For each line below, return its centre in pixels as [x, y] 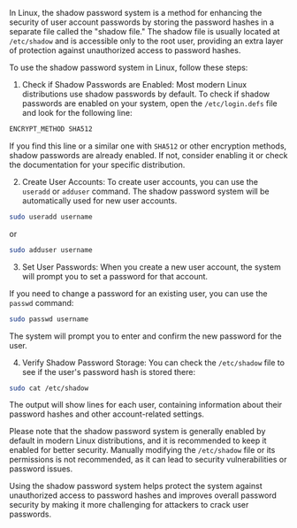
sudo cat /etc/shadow [49, 388]
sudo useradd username [51, 217]
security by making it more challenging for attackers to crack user [129, 505]
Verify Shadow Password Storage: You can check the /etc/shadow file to [153, 363]
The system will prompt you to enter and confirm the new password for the [146, 336]
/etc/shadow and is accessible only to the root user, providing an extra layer [146, 41]
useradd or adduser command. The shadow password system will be [145, 191]
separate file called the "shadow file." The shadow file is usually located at [145, 31]
